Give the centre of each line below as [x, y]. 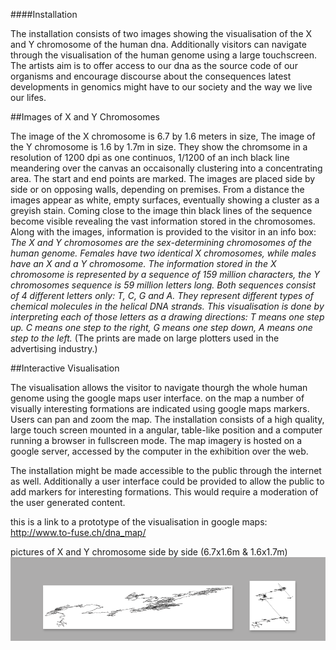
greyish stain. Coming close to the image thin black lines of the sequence [161, 210]
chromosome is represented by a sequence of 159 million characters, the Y [165, 274]
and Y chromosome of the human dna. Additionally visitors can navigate [158, 44]
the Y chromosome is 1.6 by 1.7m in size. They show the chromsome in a [159, 147]
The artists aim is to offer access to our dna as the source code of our [154, 65]
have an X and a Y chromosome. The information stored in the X [143, 263]
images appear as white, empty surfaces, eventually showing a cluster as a [165, 200]
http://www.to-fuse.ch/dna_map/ [78, 532]
